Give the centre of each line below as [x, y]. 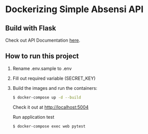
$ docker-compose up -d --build [47, 97]
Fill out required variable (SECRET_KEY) [54, 78]
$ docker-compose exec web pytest [49, 126]
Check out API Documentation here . [43, 40]
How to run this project [42, 56]
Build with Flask [31, 28]
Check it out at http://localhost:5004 [50, 107]
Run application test [33, 117]
